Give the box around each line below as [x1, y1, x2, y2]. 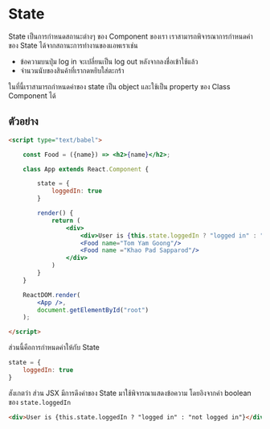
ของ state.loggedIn [8, 397, 71, 406]
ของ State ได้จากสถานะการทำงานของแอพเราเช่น [8, 40, 138, 50]
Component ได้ [8, 90, 56, 101]
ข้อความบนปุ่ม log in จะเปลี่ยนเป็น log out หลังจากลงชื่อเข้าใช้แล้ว [19, 56, 198, 66]
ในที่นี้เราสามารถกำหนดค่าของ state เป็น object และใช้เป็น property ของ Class [8, 81, 231, 91]
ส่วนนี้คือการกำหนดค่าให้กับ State [8, 343, 100, 353]
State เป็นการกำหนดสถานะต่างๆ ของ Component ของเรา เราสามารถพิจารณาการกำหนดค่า [8, 31, 253, 41]
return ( [51, 217, 81, 225]
